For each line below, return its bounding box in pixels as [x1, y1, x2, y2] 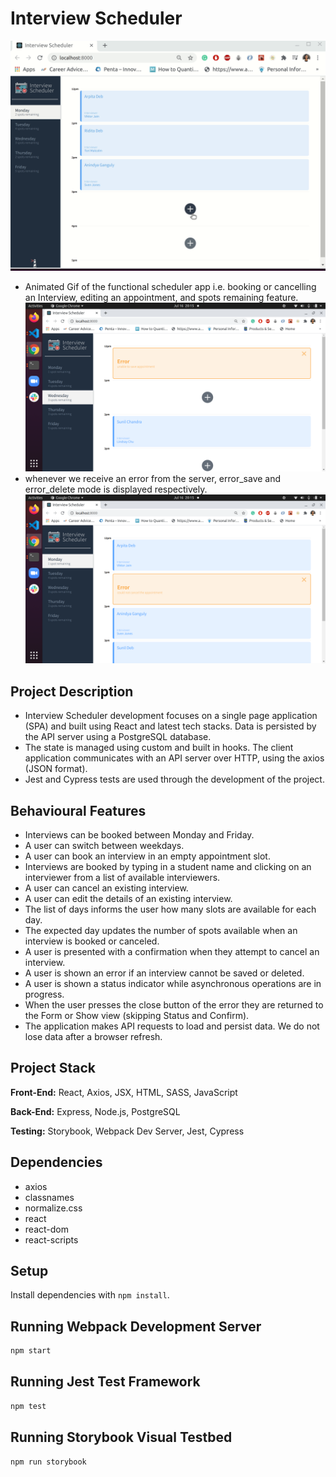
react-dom [24, 1223, 69, 1235]
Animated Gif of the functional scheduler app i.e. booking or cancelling [24, 281, 317, 293]
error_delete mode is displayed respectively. [24, 483, 208, 496]
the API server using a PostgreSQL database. [24, 731, 212, 743]
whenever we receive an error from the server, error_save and [24, 473, 282, 485]
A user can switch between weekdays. [24, 839, 185, 851]
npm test [10, 1401, 47, 1411]
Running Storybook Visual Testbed [10, 1429, 233, 1446]
